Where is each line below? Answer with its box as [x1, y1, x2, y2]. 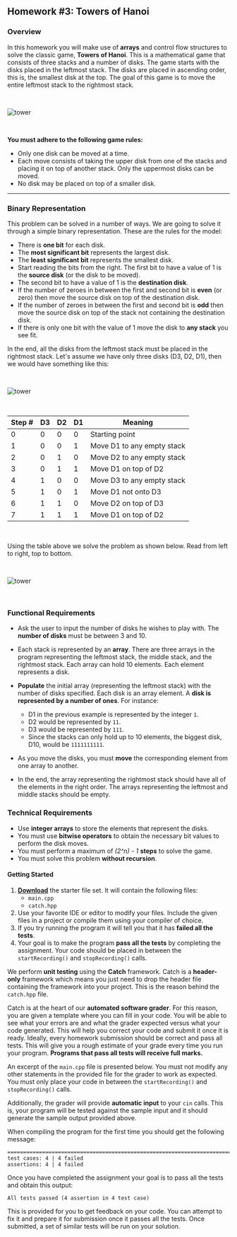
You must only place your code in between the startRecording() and [7, 1077, 207, 1086]
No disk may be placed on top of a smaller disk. [17, 179, 157, 187]
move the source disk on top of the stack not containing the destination [17, 308, 225, 317]
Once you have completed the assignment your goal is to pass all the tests [7, 1173, 224, 1182]
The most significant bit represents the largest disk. [17, 248, 171, 257]
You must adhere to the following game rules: [7, 135, 143, 144]
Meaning [122, 417, 153, 427]
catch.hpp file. [7, 989, 49, 998]
